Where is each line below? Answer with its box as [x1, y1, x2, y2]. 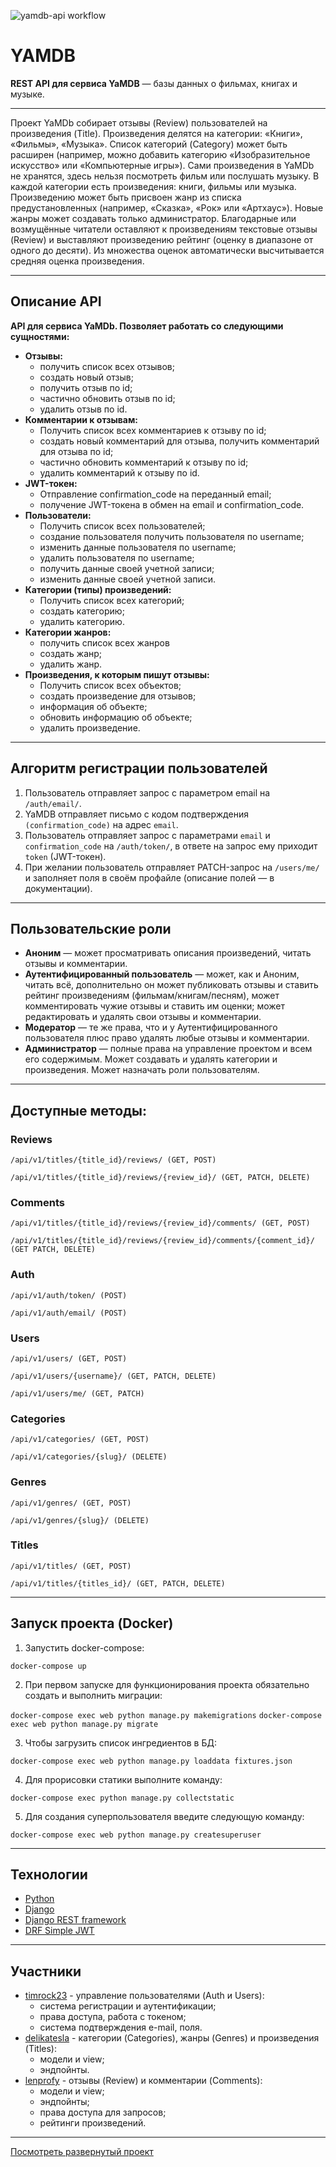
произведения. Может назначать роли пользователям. [24, 1064, 260, 1076]
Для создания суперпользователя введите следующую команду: [24, 1810, 305, 1822]
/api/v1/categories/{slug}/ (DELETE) [10, 1452, 168, 1462]
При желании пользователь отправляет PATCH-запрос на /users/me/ [24, 861, 320, 873]
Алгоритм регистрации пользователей [10, 760, 268, 777]
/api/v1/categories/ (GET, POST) [10, 1435, 150, 1445]
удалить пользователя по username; [39, 551, 195, 564]
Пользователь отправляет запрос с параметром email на [24, 786, 271, 799]
